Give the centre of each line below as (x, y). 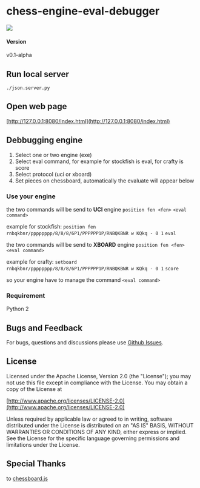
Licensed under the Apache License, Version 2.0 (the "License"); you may (99, 376)
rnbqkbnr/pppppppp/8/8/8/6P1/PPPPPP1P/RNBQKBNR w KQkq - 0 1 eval (91, 233)
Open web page (37, 106)
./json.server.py (28, 88)
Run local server (38, 74)
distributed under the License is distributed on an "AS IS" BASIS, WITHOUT (100, 425)
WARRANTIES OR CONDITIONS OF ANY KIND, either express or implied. (96, 432)
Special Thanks (36, 464)
